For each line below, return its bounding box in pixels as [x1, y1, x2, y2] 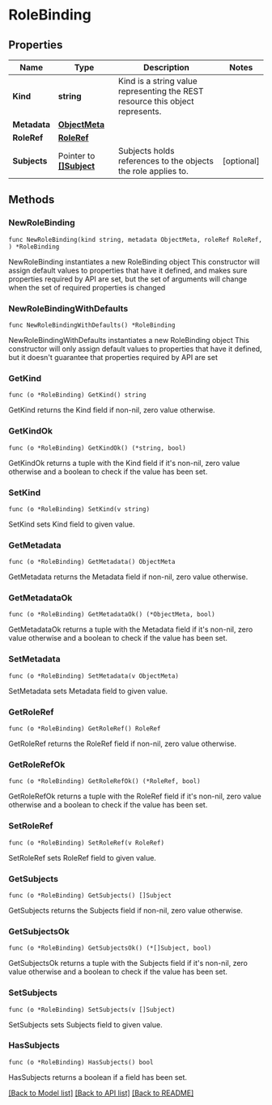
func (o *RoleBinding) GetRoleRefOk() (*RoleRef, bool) [8, 777, 201, 785]
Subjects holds [117, 146, 175, 156]
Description [142, 62, 190, 73]
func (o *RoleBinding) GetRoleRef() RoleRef [8, 725, 161, 733]
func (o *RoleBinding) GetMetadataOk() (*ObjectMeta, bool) [8, 611, 216, 619]
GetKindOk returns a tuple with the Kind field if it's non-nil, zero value [8, 458, 240, 468]
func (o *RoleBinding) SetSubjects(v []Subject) [8, 1006, 176, 1014]
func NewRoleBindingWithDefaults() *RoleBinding [8, 321, 176, 329]
